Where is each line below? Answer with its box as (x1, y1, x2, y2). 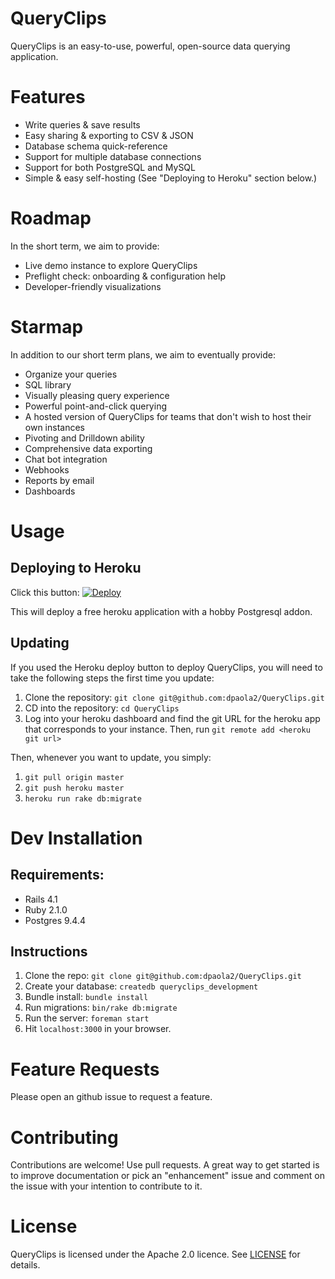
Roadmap (10, 207, 92, 230)
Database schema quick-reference (24, 140, 168, 152)
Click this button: (10, 586, 80, 598)
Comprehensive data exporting (24, 442, 153, 454)
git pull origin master (24, 772, 125, 782)
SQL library (24, 378, 72, 391)
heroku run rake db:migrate (24, 793, 142, 804)
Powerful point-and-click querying (24, 400, 167, 412)
